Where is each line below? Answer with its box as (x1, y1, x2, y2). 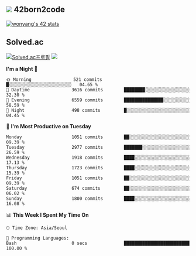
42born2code (13, 5, 66, 15)
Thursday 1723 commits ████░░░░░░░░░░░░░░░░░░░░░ (6, 165, 190, 170)
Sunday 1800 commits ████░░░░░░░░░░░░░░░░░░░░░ (6, 196, 190, 202)
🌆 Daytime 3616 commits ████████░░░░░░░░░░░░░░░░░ (6, 87, 190, 93)
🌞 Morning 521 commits (6, 76, 102, 83)
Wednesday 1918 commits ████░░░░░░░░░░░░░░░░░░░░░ (6, 155, 190, 161)
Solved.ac (6, 37, 44, 47)
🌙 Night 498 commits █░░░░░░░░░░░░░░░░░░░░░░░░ (6, 107, 190, 113)
